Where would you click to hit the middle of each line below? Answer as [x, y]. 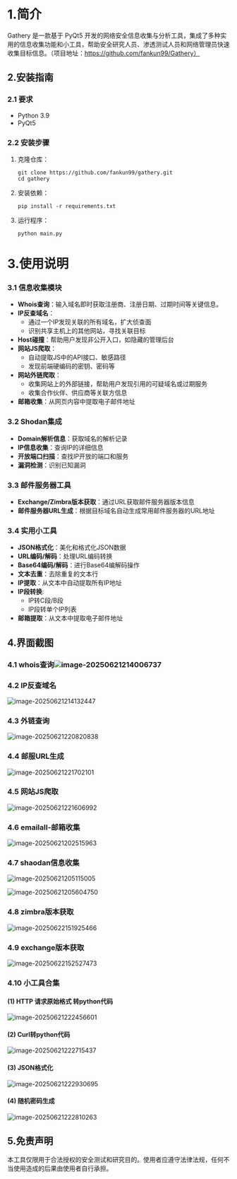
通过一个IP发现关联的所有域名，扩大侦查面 [90, 322]
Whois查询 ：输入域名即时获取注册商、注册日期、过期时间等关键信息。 [120, 304]
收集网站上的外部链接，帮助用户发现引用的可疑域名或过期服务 [118, 384]
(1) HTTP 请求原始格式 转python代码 [60, 1001]
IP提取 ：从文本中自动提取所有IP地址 [69, 583]
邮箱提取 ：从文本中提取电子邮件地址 [70, 618]
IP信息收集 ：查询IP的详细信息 [60, 447]
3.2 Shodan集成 [35, 422]
